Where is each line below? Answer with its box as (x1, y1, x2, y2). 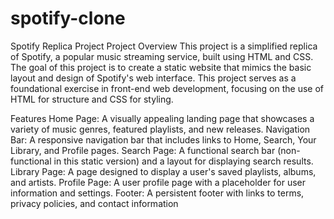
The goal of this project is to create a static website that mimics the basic (10, 61, 312, 73)
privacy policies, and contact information (10, 197, 179, 209)
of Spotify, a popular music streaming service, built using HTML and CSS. (10, 50, 314, 62)
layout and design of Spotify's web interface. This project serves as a (10, 72, 297, 84)
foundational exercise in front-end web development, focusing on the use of (10, 82, 325, 94)
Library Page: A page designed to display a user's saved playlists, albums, (10, 165, 317, 177)
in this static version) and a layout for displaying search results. (53, 155, 314, 167)
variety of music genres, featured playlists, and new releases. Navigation (10, 123, 311, 135)
